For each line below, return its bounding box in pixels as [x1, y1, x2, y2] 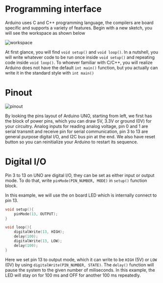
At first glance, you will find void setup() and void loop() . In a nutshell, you [5, 49, 158, 55]
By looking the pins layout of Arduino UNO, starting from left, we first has [5, 113, 152, 119]
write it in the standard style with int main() [5, 70, 94, 76]
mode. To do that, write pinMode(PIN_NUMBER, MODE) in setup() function [5, 178, 147, 183]
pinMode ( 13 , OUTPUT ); [14, 211, 58, 216]
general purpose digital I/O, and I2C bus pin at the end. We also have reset [5, 133, 155, 139]
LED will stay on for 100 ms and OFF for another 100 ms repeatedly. [5, 272, 141, 278]
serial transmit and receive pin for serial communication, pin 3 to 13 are [5, 129, 148, 134]
